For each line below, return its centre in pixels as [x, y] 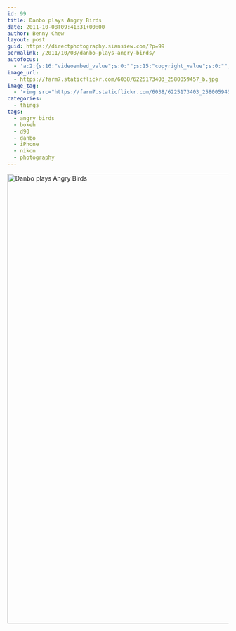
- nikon [25, 151]
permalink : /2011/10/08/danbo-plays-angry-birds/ [81, 53]
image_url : [23, 72]
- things [26, 105]
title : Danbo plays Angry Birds [54, 20]
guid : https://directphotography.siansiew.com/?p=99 [86, 46]
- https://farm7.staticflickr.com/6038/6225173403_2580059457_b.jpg [116, 79]
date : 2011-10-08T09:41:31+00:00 [56, 27]
